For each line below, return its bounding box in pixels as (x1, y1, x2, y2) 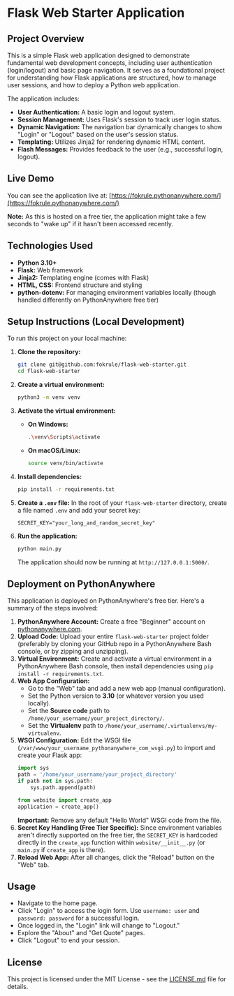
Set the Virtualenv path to (27, 722, 103, 730)
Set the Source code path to (27, 707, 110, 715)
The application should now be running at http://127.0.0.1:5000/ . (17, 557, 210, 566)
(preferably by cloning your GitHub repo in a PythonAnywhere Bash (17, 640, 212, 648)
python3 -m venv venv (17, 394, 81, 401)
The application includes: (7, 94, 80, 103)
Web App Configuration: (17, 677, 90, 685)
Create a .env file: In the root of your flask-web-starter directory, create (17, 498, 227, 507)
